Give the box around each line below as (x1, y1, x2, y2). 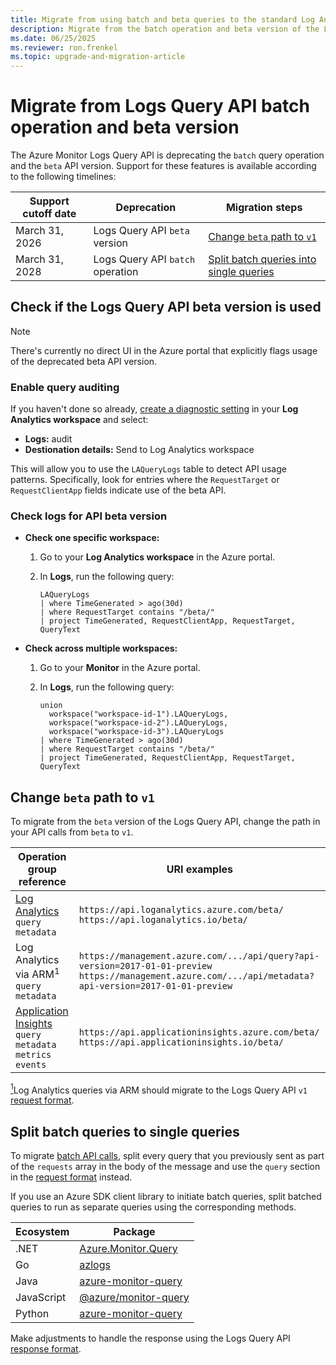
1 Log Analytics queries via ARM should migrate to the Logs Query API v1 (10, 1082, 308, 1096)
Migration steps (225, 201, 303, 215)
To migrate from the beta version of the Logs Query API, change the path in (10, 816, 321, 828)
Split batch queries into (208, 252, 317, 266)
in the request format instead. (10, 1171, 133, 1183)
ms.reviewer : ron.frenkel (10, 42, 118, 53)
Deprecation (115, 201, 177, 215)
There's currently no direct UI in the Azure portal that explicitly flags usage (10, 344, 318, 356)
